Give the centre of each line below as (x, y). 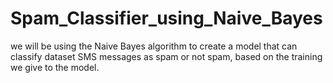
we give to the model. (55, 67)
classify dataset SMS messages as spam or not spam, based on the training (166, 56)
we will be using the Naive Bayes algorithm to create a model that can (154, 46)
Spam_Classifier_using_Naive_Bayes (166, 18)
